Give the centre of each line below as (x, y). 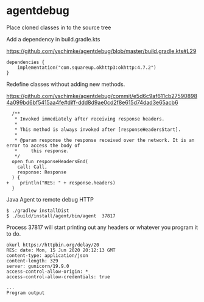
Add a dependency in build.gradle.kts (53, 39)
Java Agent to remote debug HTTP (50, 199)
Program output (26, 293)
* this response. (42, 151)
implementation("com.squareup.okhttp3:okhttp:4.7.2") (87, 68)
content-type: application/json (47, 255)
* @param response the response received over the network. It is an (104, 140)
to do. (14, 234)
